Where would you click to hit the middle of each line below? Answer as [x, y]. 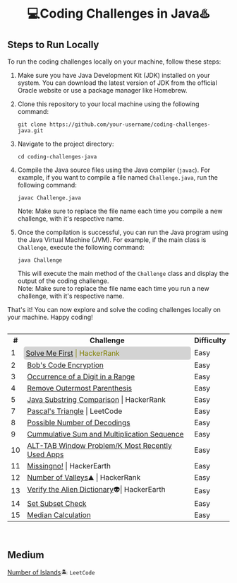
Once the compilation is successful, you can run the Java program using [123, 232]
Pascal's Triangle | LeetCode [75, 411]
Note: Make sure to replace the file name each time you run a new [113, 288]
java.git [30, 131]
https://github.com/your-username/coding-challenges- [130, 125]
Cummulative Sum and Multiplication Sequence [105, 434]
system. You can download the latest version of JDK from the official [117, 83]
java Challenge [40, 260]
